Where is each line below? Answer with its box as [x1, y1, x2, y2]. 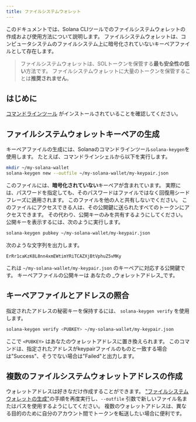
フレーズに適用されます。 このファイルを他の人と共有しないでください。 [6, 196, 181, 203]
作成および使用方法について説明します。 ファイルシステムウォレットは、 [6, 33, 181, 40]
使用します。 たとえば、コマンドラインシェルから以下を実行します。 [6, 153, 171, 160]
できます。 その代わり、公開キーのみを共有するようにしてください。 [21, 211, 186, 218]
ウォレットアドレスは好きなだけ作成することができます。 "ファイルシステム [6, 388, 189, 395]
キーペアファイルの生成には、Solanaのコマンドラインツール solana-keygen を [6, 146, 190, 153]
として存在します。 [11, 48, 57, 55]
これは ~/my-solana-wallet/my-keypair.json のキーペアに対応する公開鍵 [6, 264, 180, 271]
